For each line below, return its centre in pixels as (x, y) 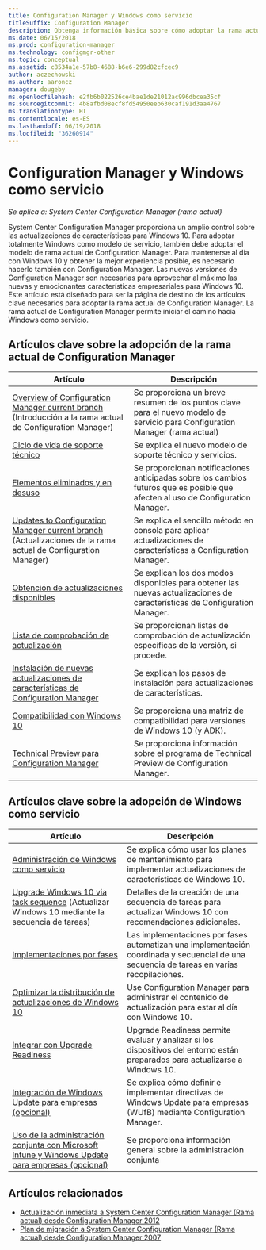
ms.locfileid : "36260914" (51, 133)
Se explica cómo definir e (174, 1083)
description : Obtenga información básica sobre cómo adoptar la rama (125, 30)
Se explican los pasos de (180, 673)
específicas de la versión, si (185, 646)
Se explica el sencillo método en (193, 520)
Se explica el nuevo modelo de (190, 445)
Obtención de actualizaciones (67, 588)
